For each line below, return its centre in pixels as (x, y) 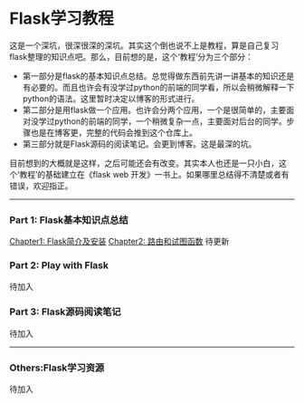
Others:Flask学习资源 (57, 368)
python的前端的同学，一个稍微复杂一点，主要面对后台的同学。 (170, 121)
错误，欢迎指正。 (41, 186)
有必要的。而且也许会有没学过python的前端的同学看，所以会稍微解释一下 (158, 87)
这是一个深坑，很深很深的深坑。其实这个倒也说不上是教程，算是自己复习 (144, 45)
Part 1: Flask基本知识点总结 (69, 220)
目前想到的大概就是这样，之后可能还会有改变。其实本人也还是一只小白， (144, 163)
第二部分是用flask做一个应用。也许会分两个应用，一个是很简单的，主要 (154, 110)
